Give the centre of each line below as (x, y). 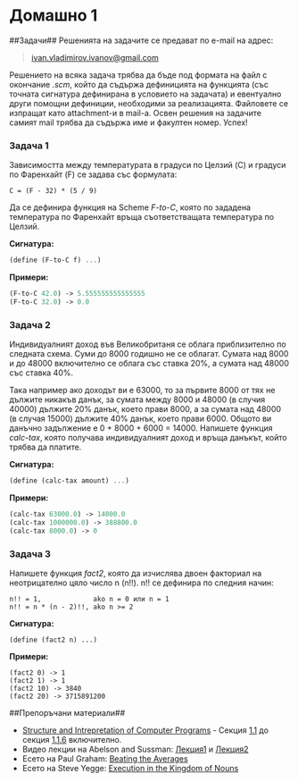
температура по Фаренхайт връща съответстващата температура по (142, 217)
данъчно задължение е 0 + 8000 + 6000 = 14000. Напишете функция (141, 428)
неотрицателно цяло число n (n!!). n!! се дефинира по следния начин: (141, 583)
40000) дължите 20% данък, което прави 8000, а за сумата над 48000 (145, 409)
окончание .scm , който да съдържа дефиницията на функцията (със (139, 84)
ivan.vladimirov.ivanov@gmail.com (95, 57)
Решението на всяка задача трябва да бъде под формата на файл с (138, 75)
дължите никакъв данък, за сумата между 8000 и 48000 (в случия (137, 399)
